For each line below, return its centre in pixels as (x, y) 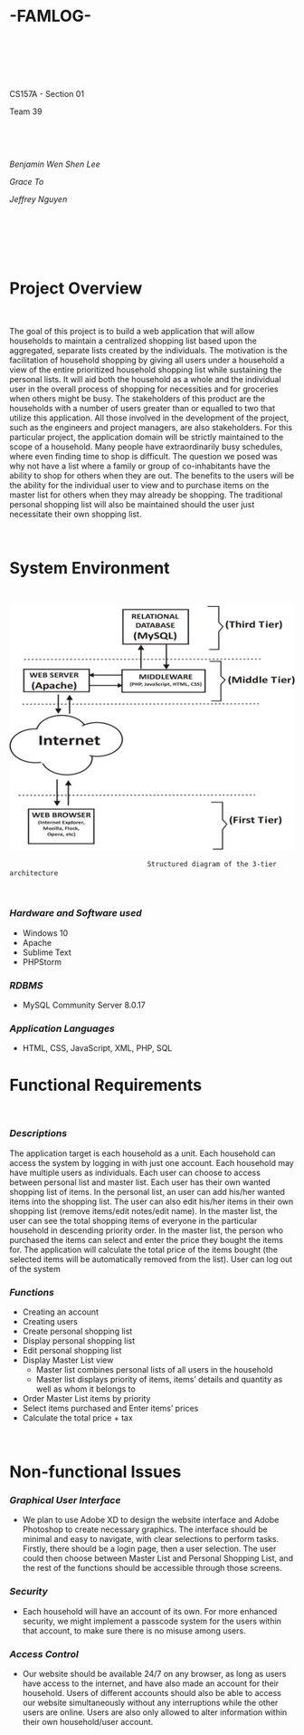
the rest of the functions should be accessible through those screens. (152, 1568)
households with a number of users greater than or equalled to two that (142, 408)
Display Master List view (68, 1360)
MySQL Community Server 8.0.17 (84, 1005)
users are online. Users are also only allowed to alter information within (155, 1712)
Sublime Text (47, 952)
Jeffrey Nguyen (38, 199)
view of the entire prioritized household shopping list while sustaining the (146, 370)
